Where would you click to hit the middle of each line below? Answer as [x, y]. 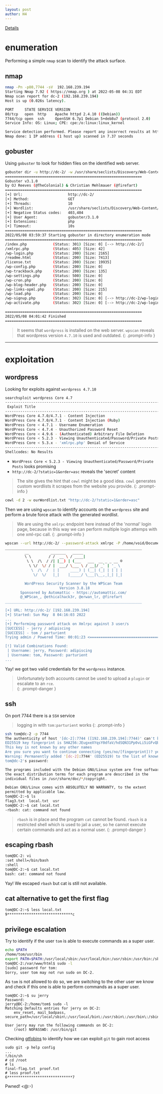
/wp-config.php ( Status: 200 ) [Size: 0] [54, 267]
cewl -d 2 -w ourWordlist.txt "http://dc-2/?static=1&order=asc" [72, 500]
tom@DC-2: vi [18, 856]
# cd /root [16, 1061]
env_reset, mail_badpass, [40, 1013]
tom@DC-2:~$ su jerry [27, 996]
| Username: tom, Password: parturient [48, 655]
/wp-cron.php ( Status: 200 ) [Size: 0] [54, 280]
